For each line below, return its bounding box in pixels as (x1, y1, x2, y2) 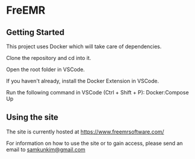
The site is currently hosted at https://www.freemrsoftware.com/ (6, 128, 165, 135)
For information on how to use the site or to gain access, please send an (6, 139, 183, 147)
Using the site (6, 112, 58, 122)
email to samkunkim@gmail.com (6, 146, 86, 153)
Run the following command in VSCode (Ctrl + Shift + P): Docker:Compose (6, 89, 189, 96)
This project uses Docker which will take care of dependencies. (6, 43, 162, 50)
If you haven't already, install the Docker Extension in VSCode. (6, 78, 159, 84)
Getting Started (6, 27, 65, 37)
